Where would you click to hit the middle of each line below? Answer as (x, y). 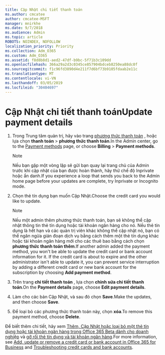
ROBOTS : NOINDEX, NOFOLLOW (33, 42)
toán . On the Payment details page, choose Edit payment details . (79, 287)
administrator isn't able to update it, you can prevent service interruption (86, 262)
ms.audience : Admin (25, 32)
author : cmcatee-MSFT (27, 19)
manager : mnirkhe (23, 23)
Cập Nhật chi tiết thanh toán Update (79, 112)
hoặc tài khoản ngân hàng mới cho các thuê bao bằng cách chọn (78, 241)
